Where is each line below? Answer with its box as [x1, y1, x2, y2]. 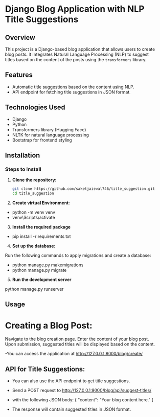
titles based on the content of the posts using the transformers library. [5, 57, 147, 62]
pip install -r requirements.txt [12, 233, 71, 239]
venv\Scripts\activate [12, 214, 55, 221]
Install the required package [12, 224, 71, 230]
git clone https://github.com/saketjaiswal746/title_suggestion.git [12, 186, 155, 191]
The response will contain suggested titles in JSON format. [12, 406, 131, 412]
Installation [5, 151, 40, 160]
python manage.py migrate [12, 267, 67, 273]
